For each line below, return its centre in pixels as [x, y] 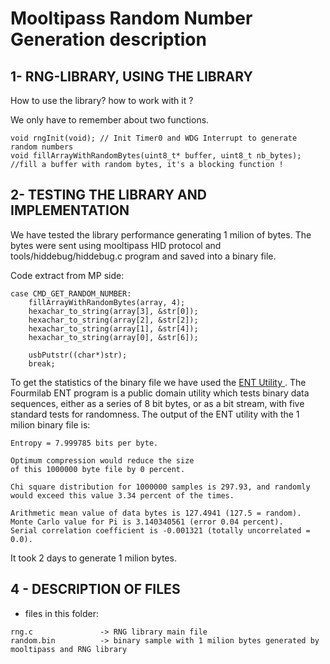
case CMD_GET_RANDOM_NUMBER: [71, 293]
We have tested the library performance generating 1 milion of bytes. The [161, 234]
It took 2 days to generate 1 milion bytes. [93, 558]
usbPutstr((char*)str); [78, 355]
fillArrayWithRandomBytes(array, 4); [107, 302]
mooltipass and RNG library [69, 649]
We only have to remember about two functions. [110, 120]
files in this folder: [62, 613]
